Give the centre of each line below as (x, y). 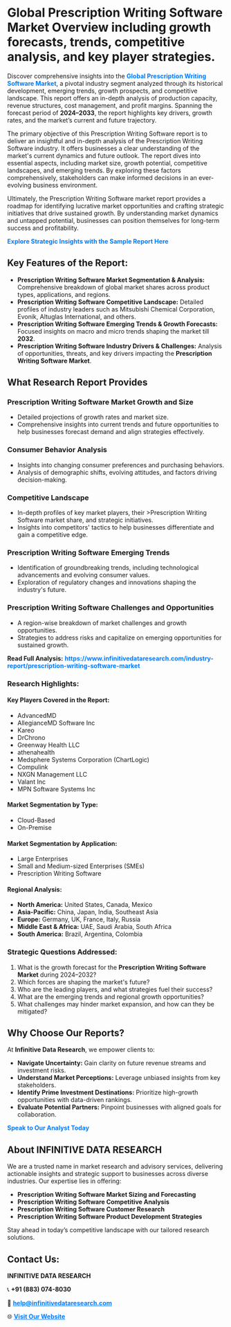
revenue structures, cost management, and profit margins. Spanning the (110, 105)
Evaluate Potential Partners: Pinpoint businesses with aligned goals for (119, 1107)
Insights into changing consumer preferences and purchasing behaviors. (121, 464)
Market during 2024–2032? (57, 975)
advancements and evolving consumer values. (83, 575)
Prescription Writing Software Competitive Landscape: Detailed (110, 302)
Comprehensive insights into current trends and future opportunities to (118, 424)
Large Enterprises (43, 859)
